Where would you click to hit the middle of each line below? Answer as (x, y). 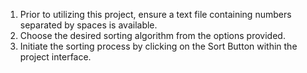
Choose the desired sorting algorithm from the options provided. (152, 35)
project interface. (55, 57)
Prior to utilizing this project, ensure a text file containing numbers (155, 14)
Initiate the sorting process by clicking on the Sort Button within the (158, 46)
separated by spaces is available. (88, 25)
